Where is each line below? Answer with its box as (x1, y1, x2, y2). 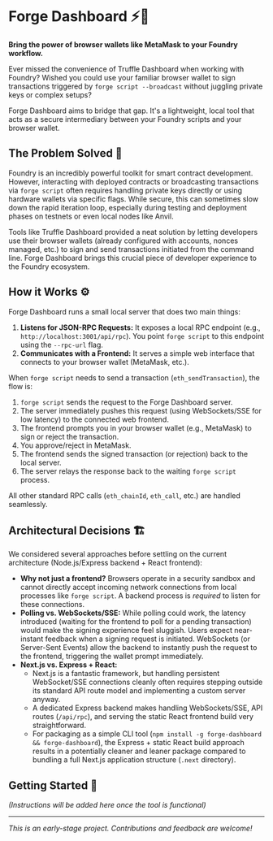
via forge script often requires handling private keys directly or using (8, 185, 242, 195)
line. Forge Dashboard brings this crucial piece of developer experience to (8, 253, 258, 262)
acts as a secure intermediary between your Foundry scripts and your (8, 114, 242, 124)
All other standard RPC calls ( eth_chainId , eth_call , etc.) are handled (8, 490, 241, 501)
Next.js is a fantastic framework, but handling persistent (32, 669, 220, 678)
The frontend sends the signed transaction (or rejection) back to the (19, 449, 249, 458)
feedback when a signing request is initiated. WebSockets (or (45, 634, 250, 644)
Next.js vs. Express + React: (19, 660, 118, 670)
